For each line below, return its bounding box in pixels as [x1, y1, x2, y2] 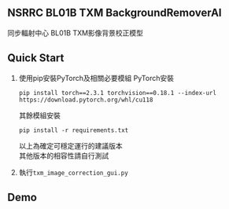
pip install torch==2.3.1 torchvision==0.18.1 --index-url [18, 89, 217, 97]
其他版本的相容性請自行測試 [18, 151, 109, 160]
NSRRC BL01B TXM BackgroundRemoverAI [7, 6, 222, 20]
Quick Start [7, 51, 65, 65]
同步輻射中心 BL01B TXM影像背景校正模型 [7, 27, 143, 38]
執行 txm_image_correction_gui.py [18, 167, 129, 177]
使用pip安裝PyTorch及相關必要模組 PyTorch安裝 [18, 73, 175, 82]
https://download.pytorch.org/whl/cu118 [18, 96, 153, 104]
